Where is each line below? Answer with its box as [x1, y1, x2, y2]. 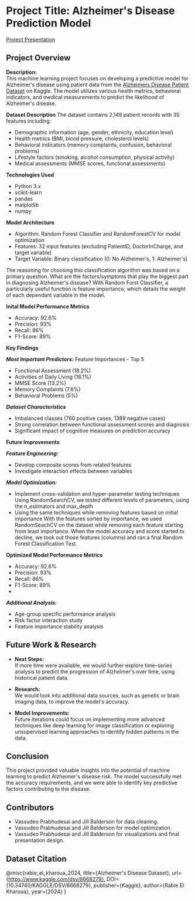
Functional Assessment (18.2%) [14, 367, 91, 374]
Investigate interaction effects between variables [14, 468, 133, 475]
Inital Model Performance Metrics [6, 303, 90, 310]
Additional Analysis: [6, 599, 57, 606]
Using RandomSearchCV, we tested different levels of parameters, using [14, 496, 189, 503]
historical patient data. [14, 674, 69, 681]
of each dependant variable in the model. [6, 292, 105, 299]
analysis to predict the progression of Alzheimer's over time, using [14, 668, 175, 675]
